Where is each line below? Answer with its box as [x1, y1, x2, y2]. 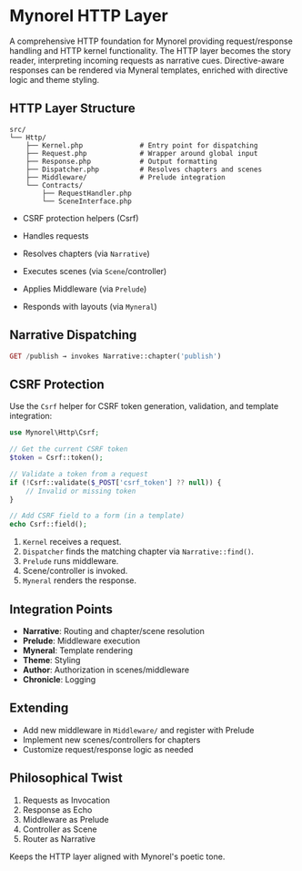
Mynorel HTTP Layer [9, 5, 168, 26]
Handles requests [22, 230, 89, 241]
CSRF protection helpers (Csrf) [22, 212, 139, 223]
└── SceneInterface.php [42, 197, 132, 206]
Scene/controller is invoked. [22, 566, 128, 577]
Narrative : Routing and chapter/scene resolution [22, 625, 205, 636]
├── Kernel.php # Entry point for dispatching [25, 140, 258, 150]
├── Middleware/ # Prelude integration [25, 172, 226, 182]
